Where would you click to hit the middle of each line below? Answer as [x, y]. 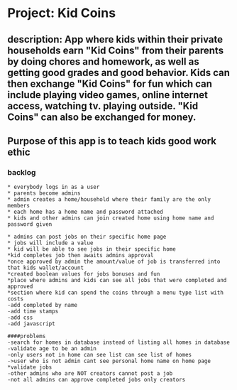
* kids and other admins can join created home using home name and [111, 218]
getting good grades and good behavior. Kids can [119, 72]
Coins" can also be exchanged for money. [102, 117]
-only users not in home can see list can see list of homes [100, 355]
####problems [27, 336]
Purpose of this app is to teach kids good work [112, 141]
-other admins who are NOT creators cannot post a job [90, 374]
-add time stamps [33, 312]
